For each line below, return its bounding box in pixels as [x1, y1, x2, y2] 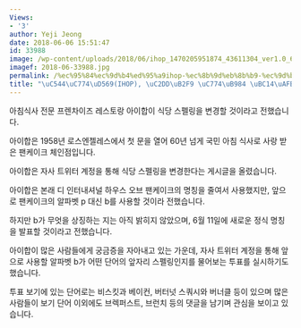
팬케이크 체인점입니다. [18, 147, 96, 157]
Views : [9, 13, 34, 22]
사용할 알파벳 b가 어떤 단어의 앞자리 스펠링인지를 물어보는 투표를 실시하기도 [25, 256, 289, 266]
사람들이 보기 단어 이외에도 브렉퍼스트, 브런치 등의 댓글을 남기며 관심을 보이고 [9, 297, 279, 308]
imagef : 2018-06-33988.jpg [9, 63, 110, 72]
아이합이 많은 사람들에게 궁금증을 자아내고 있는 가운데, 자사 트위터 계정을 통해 [9, 245, 279, 256]
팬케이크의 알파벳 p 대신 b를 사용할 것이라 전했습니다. [18, 196, 205, 206]
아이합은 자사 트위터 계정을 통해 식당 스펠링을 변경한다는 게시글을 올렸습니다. [9, 165, 278, 176]
